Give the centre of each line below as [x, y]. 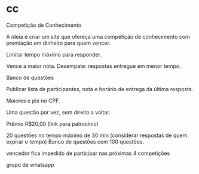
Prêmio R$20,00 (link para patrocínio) [52, 123]
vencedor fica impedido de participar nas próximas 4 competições [88, 153]
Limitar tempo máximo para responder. [54, 54]
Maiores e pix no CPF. [33, 101]
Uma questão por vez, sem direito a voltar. [58, 112]
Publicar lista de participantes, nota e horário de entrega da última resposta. [100, 89]
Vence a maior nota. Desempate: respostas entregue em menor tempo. [94, 66]
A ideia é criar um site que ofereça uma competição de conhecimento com [98, 36]
